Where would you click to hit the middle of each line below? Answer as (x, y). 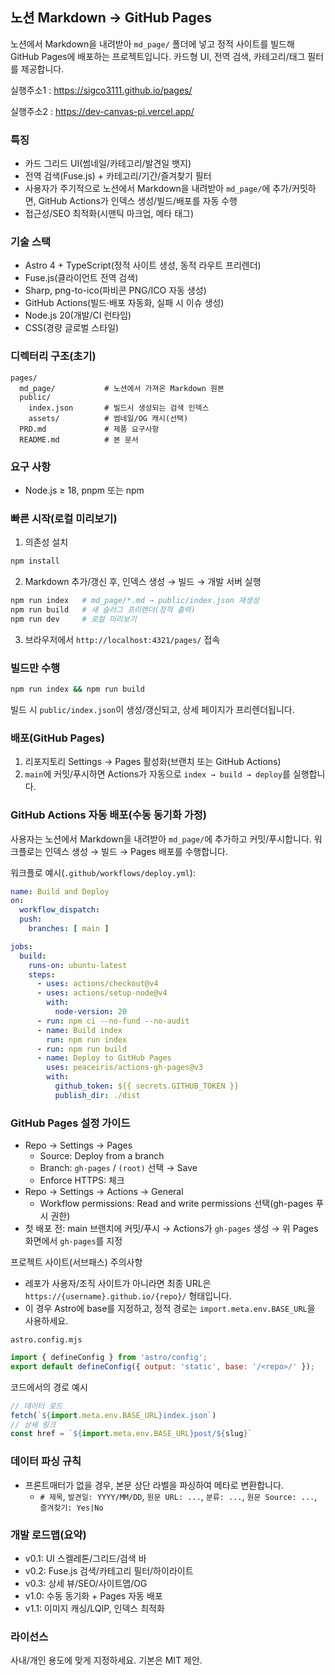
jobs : (21, 946)
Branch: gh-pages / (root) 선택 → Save (118, 1168)
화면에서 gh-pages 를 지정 (73, 1241)
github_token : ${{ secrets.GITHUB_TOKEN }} (147, 1086)
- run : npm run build (82, 1049)
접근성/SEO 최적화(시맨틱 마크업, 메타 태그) (109, 214)
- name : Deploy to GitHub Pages (104, 1058)
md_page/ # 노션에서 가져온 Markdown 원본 (122, 388)
